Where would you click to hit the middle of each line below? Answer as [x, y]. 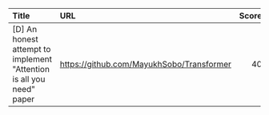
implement [32, 59]
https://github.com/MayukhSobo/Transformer [146, 64]
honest [25, 39]
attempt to [32, 49]
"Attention [31, 69]
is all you [29, 79]
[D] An [25, 29]
